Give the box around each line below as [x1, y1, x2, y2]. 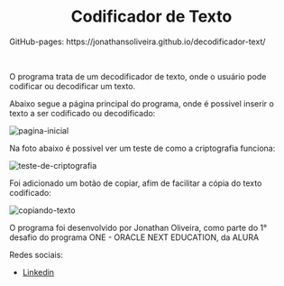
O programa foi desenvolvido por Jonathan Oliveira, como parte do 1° [9, 222, 268, 233]
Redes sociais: [9, 249, 63, 260]
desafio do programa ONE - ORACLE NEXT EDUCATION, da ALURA [9, 232, 260, 243]
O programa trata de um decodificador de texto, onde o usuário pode [9, 70, 267, 82]
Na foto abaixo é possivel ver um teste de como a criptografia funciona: [9, 143, 276, 153]
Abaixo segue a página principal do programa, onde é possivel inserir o [9, 97, 275, 109]
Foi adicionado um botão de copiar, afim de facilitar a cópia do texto [9, 178, 262, 189]
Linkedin [22, 266, 55, 277]
